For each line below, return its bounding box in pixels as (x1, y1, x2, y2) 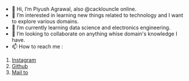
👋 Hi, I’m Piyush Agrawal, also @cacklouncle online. (11, 6, 137, 12)
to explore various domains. (11, 18, 79, 24)
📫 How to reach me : (11, 43, 63, 50)
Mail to (11, 69, 28, 76)
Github (11, 63, 28, 69)
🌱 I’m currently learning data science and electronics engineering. (11, 24, 171, 31)
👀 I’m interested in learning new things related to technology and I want (11, 12, 183, 19)
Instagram (11, 57, 36, 64)
